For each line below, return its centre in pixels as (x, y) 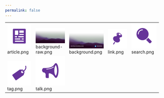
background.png (86, 52)
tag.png (15, 89)
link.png (116, 52)
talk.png (44, 89)
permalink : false (23, 10)
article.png (18, 52)
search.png (143, 52)
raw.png (44, 52)
